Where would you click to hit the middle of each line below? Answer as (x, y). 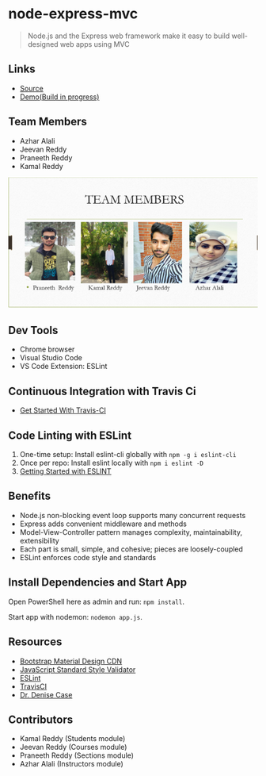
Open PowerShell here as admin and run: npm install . (96, 601)
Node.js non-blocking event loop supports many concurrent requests (133, 515)
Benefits (30, 496)
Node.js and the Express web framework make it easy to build (129, 36)
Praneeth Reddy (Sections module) (77, 755)
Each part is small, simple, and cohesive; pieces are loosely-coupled (131, 549)
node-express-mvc (73, 14)
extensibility (39, 540)
